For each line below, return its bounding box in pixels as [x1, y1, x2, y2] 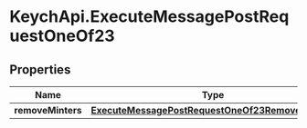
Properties [9, 62, 71, 77]
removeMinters [14, 104, 82, 116]
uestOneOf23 [9, 25, 116, 46]
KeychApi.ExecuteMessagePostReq [9, 6, 290, 27]
